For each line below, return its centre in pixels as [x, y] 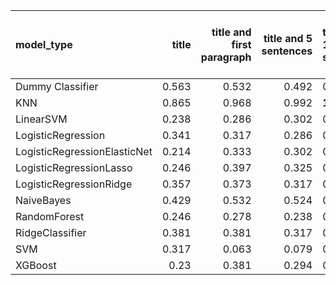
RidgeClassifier [51, 232]
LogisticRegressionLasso [74, 167]
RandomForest [50, 216]
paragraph [226, 57]
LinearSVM [41, 119]
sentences [287, 51]
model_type [44, 44]
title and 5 [288, 38]
